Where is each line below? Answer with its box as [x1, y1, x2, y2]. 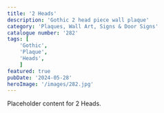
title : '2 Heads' [7, 10, 57, 17]
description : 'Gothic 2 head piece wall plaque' [7, 17, 150, 23]
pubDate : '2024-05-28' [7, 74, 72, 81]
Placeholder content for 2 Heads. [7, 99, 101, 107]
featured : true [7, 68, 51, 74]
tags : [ [7, 36, 30, 43]
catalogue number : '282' [7, 29, 79, 37]
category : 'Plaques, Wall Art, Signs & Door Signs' [7, 23, 158, 30]
